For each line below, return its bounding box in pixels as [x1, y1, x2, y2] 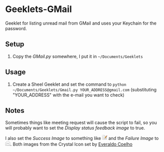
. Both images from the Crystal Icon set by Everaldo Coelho [10, 141, 133, 147]
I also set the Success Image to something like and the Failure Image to [5, 135, 159, 141]
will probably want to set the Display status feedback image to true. [5, 125, 145, 131]
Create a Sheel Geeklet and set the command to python [12, 81, 126, 87]
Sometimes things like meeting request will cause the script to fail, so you [5, 119, 157, 126]
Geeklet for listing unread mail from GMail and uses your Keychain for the [5, 20, 157, 26]
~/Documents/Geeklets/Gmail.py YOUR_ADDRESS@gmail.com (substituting [12, 86, 157, 92]
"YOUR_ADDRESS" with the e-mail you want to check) [12, 92, 124, 98]
